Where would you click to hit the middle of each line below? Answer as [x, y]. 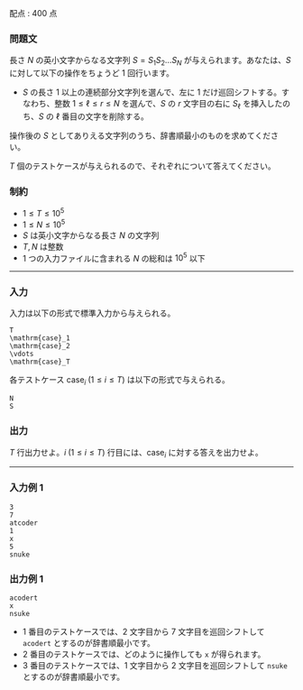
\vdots [22, 354]
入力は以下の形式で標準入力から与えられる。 [92, 313]
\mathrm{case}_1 [40, 338]
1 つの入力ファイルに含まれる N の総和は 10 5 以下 [114, 257]
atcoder [24, 523]
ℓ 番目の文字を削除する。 [102, 116]
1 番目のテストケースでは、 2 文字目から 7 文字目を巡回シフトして [143, 631]
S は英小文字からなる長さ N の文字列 [91, 235]
